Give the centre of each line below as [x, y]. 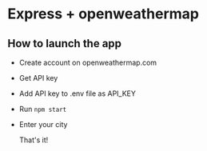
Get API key [38, 78]
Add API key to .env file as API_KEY [78, 93]
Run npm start [43, 109]
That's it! [34, 140]
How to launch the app [64, 44]
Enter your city [43, 124]
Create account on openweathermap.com [88, 62]
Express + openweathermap [103, 14]
